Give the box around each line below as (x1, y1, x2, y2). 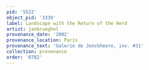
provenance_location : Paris (6, 37, 78, 43)
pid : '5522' (6, 9, 37, 15)
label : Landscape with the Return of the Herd (6, 20, 128, 26)
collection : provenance (6, 49, 67, 55)
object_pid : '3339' (6, 15, 56, 21)
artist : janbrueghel (6, 26, 59, 32)
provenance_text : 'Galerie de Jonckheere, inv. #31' (6, 43, 144, 49)
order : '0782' (6, 54, 43, 60)
